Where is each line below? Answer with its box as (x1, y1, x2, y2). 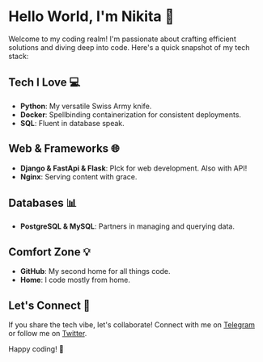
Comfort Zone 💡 (8, 245, 91, 259)
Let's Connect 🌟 (8, 298, 91, 312)
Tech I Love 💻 (8, 76, 81, 90)
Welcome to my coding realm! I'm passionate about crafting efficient (8, 34, 236, 44)
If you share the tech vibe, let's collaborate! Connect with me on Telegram (8, 320, 255, 330)
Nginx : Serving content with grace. (19, 171, 138, 181)
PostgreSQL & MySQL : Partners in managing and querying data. (19, 221, 235, 231)
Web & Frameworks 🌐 (8, 141, 120, 156)
